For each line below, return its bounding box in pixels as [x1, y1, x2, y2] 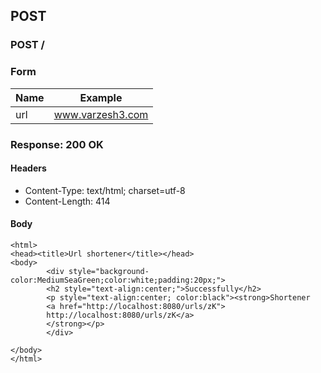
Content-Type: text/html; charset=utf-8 [24, 184, 186, 196]
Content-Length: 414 [24, 195, 111, 207]
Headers [10, 162, 47, 174]
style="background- [68, 266, 150, 276]
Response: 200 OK [10, 137, 104, 151]
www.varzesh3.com [53, 107, 149, 121]
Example [79, 90, 123, 104]
